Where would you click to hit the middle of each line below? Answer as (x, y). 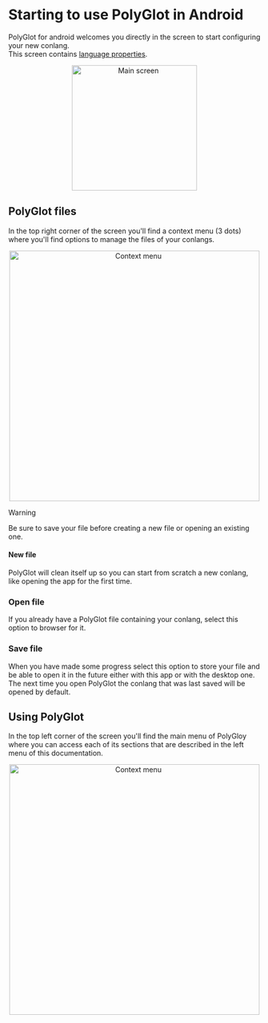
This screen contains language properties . (78, 54)
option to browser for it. (47, 628)
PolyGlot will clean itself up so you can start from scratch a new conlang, (128, 572)
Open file (26, 601)
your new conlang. (39, 45)
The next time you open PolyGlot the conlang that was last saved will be (127, 683)
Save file (26, 649)
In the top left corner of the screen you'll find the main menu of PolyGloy (128, 736)
